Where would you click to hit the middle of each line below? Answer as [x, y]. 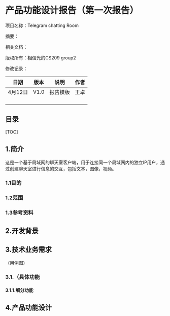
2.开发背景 [22, 231]
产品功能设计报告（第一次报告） [72, 10]
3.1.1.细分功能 [20, 290]
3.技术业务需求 [29, 250]
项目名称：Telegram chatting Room [42, 25]
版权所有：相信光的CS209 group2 [41, 58]
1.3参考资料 [20, 213]
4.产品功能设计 [29, 308]
